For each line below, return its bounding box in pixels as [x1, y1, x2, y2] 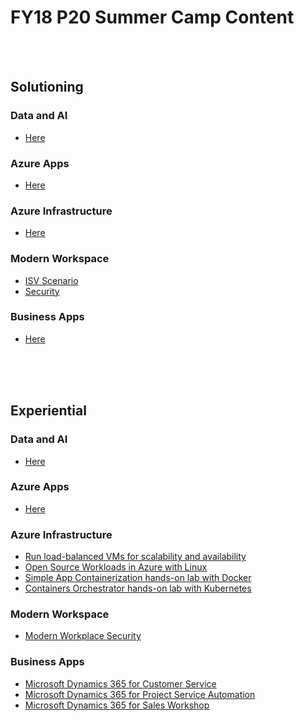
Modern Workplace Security [24, 630, 142, 642]
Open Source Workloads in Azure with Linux [24, 561, 208, 573]
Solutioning [10, 79, 84, 96]
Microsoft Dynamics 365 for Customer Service [24, 677, 217, 690]
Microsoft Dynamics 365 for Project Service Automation [24, 688, 256, 700]
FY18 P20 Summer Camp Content [10, 6, 295, 29]
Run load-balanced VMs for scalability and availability [24, 551, 247, 563]
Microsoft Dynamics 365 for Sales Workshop [24, 699, 210, 711]
